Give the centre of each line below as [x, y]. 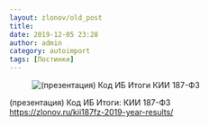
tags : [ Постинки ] [42, 59]
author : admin [36, 43]
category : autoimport [50, 51]
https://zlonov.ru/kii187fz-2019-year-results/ [91, 112]
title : [22, 26]
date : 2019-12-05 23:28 [54, 34]
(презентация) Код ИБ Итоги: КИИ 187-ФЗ [90, 103]
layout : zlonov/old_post [56, 18]
